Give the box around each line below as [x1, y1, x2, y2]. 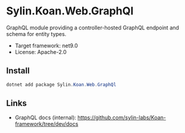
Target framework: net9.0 [14, 42, 78, 49]
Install [6, 66, 30, 76]
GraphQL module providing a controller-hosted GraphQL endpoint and [6, 24, 180, 31]
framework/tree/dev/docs [14, 120, 79, 128]
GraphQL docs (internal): [14, 114, 77, 121]
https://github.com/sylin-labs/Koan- [77, 114, 166, 121]
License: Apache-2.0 [14, 48, 67, 55]
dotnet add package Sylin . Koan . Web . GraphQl [6, 81, 117, 87]
